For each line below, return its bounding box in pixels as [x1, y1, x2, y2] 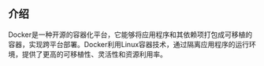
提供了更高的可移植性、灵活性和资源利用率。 [21, 49, 167, 59]
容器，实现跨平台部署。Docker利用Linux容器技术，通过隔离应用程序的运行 [8, 39, 250, 49]
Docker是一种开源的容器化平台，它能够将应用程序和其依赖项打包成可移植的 [8, 30, 253, 39]
